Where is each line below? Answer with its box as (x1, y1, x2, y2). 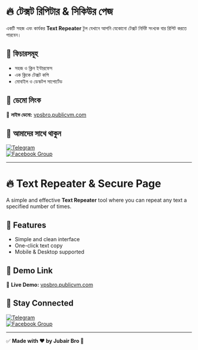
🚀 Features (6, 220, 47, 230)
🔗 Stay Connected (6, 298, 74, 309)
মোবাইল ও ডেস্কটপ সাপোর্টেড (14, 77, 63, 85)
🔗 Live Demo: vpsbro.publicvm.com (6, 281, 93, 288)
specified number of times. (6, 203, 72, 210)
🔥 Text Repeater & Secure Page (6, 177, 161, 190)
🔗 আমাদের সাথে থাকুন (6, 128, 61, 138)
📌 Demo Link (6, 265, 53, 276)
